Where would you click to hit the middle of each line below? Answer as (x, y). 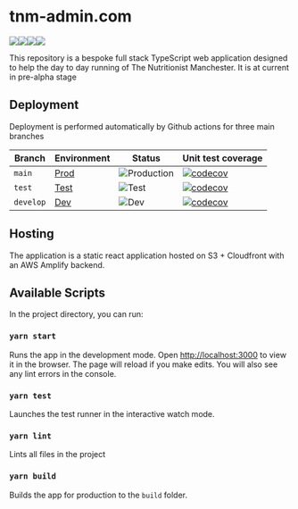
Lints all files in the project (58, 455)
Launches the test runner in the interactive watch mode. (112, 413)
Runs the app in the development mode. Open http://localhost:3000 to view (148, 355)
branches (27, 136)
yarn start (33, 336)
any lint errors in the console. (63, 373)
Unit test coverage (223, 158)
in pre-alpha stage (43, 77)
